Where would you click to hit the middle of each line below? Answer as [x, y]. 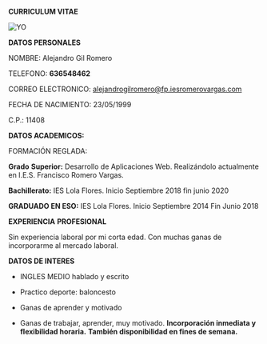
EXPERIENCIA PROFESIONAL [58, 222]
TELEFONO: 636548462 [49, 74]
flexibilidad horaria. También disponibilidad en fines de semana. [129, 332]
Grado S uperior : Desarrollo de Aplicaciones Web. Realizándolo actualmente [134, 166]
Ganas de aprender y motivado [71, 308]
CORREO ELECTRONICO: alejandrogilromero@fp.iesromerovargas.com [125, 89]
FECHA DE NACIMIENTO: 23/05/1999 [70, 104]
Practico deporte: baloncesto [68, 292]
